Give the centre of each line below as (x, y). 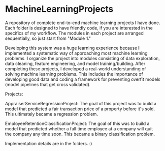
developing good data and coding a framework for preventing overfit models (83, 79)
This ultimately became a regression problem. (51, 114)
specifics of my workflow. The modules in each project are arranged (74, 33)
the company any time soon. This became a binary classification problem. (80, 134)
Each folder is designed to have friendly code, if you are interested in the (79, 28)
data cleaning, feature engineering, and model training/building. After (75, 63)
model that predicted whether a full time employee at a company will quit (79, 128)
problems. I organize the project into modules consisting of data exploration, (82, 58)
